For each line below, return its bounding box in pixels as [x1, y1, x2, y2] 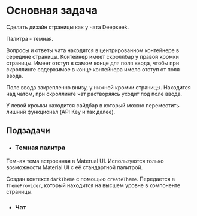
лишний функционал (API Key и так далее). [6, 108, 116, 115]
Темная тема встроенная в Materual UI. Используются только [6, 157, 164, 164]
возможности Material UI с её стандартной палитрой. [6, 163, 143, 171]
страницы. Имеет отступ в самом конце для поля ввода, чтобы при [6, 59, 180, 67]
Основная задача [6, 4, 98, 17]
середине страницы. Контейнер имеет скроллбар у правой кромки [6, 53, 180, 60]
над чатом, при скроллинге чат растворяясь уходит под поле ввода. [6, 90, 183, 97]
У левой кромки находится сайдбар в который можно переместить [6, 101, 180, 109]
